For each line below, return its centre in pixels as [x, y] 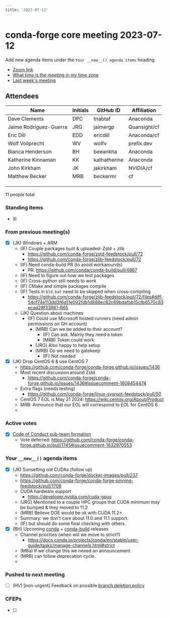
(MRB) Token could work [68, 340]
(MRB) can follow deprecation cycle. [58, 556]
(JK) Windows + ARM [35, 243]
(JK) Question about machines [52, 313]
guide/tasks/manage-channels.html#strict [71, 545]
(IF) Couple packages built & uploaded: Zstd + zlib [72, 249]
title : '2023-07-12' [27, 10]
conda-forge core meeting [62, 35]
